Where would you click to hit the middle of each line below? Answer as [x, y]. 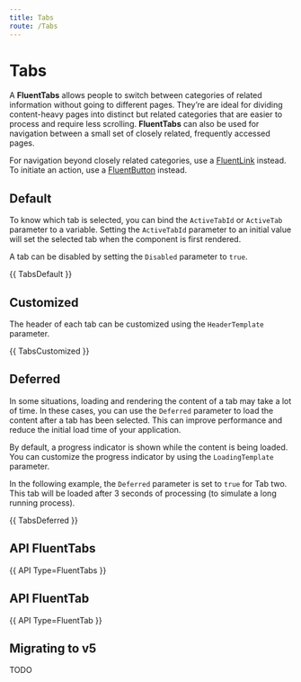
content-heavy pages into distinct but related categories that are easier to [146, 114]
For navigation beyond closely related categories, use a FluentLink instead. [148, 161]
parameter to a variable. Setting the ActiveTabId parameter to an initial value [150, 229]
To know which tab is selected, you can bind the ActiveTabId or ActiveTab [146, 220]
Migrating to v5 [53, 648]
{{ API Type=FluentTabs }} [58, 570]
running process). [42, 503]
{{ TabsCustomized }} [49, 351]
